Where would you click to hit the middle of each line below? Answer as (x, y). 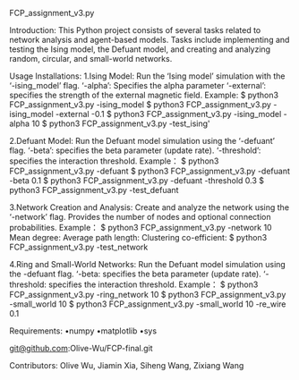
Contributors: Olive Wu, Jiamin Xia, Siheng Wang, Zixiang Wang (127, 365)
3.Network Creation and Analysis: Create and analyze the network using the (149, 207)
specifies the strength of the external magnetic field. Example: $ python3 (144, 95)
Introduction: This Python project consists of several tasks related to (135, 30)
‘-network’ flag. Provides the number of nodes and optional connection (140, 217)
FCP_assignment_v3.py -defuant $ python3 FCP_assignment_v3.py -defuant (150, 171)
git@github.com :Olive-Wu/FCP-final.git (81, 348)
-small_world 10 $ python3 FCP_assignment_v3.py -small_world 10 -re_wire (148, 304)
